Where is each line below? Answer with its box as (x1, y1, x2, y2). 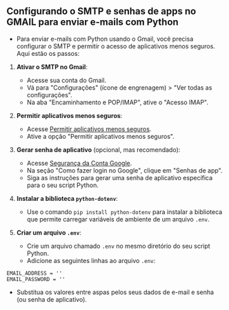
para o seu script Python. (26, 181, 99, 189)
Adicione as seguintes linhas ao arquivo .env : (26, 256, 156, 264)
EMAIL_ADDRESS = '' (6, 269, 63, 277)
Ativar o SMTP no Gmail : (16, 62, 88, 71)
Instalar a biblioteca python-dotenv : (16, 194, 118, 202)
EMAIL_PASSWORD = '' (6, 275, 66, 282)
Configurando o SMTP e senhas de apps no (6, 6, 197, 17)
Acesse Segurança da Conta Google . (26, 159, 132, 167)
